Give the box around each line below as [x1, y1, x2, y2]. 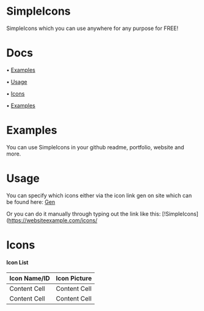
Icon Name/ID [9, 274, 50, 283]
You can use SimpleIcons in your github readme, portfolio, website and [6, 143, 184, 151]
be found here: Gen [6, 198, 56, 206]
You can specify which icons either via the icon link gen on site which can [6, 192, 192, 199]
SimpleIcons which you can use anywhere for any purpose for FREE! [6, 24, 179, 32]
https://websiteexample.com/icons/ [8, 216, 98, 224]
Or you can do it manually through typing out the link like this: [6, 210, 161, 217]
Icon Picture [56, 274, 92, 283]
